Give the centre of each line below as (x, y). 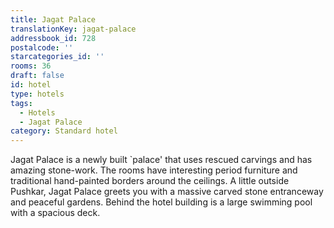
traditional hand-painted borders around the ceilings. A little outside (150, 181)
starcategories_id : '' (57, 57)
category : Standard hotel (64, 131)
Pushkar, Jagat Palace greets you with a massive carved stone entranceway (167, 192)
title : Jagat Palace (53, 19)
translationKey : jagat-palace (73, 29)
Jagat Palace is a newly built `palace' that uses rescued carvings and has (161, 160)
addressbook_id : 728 (53, 38)
